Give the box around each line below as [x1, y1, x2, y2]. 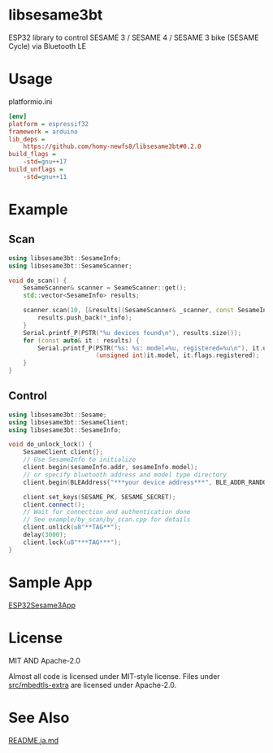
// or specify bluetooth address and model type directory [23, 470, 227, 479]
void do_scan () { [8, 276, 67, 285]
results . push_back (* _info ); [37, 314, 132, 322]
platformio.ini [8, 96, 53, 107]
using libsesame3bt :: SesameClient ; [8, 418, 129, 426]
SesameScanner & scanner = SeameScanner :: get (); [23, 284, 187, 292]
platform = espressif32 [8, 120, 89, 128]
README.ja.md [8, 735, 59, 745]
